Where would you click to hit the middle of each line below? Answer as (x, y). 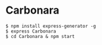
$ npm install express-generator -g (51, 26)
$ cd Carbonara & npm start (40, 36)
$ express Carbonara (31, 31)
